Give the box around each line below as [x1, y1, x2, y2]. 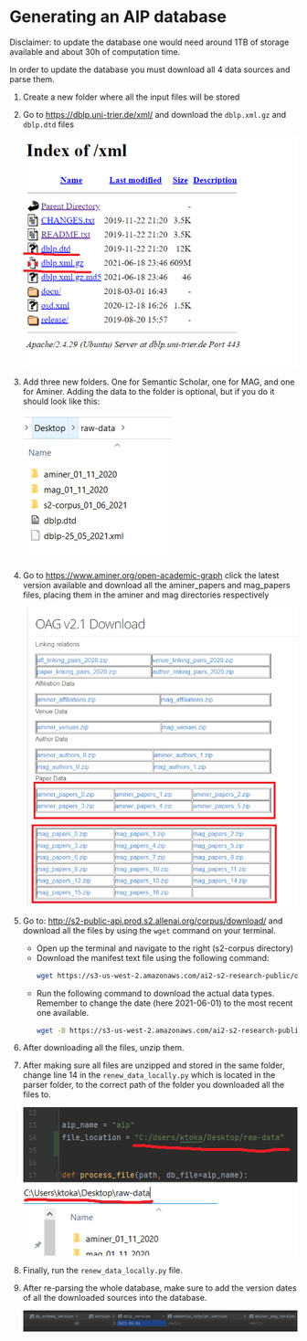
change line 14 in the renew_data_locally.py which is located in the [22, 1070, 276, 1081]
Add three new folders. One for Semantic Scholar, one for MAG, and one [22, 376, 295, 387]
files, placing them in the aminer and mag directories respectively [22, 589, 270, 600]
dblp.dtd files [22, 119, 75, 130]
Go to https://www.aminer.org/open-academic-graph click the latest [22, 569, 280, 581]
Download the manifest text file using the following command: [36, 952, 270, 963]
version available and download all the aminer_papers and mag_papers [22, 579, 291, 590]
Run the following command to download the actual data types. [36, 987, 275, 998]
